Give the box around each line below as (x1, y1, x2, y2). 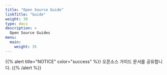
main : (10, 40, 22, 45)
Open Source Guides (10, 30, 51, 35)
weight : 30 (5, 16, 28, 21)
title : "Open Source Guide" (5, 7, 64, 12)
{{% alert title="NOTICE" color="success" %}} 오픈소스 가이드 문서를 (5, 58, 145, 65)
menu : (5, 35, 17, 40)
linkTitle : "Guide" (5, 12, 46, 17)
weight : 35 (14, 44, 37, 49)
